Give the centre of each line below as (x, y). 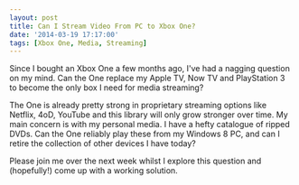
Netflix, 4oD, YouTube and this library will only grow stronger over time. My (149, 115)
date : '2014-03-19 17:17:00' (64, 34)
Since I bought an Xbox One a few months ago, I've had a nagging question (150, 69)
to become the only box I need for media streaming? (107, 88)
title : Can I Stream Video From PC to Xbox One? (103, 26)
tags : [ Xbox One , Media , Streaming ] (78, 43)
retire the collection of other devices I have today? (103, 143)
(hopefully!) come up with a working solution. (93, 171)
